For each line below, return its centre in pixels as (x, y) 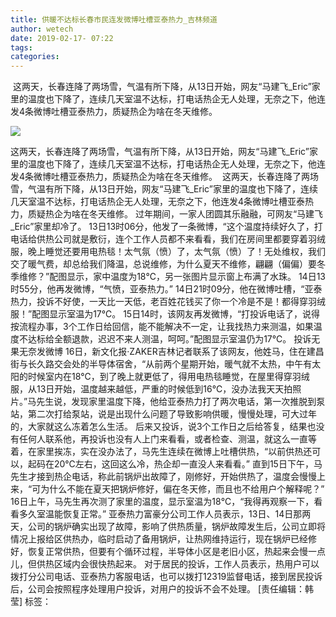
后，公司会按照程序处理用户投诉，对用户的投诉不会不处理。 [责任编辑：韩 (162, 589)
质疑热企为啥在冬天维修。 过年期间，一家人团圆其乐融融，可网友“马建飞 (175, 214)
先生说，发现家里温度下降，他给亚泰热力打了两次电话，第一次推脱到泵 (181, 402)
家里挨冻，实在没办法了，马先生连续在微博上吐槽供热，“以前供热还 (174, 452)
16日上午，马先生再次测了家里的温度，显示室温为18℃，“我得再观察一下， (162, 502)
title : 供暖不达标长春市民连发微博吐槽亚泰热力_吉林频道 (114, 19)
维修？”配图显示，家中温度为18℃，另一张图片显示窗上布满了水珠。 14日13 (172, 277)
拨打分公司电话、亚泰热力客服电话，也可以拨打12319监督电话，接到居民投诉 (166, 577)
